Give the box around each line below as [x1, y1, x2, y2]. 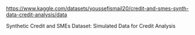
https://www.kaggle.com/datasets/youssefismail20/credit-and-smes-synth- [6, 5, 189, 12]
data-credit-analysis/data [6, 11, 67, 18]
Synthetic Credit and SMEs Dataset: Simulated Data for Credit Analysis [6, 23, 176, 29]
